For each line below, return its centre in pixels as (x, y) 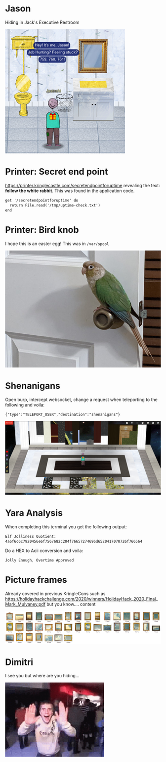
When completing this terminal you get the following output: (66, 527)
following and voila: (25, 405)
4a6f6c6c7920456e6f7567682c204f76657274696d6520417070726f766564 (74, 541)
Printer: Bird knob (42, 230)
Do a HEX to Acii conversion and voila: (44, 551)
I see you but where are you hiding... (42, 676)
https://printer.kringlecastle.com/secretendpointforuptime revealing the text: (83, 185)
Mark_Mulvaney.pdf (25, 604)
